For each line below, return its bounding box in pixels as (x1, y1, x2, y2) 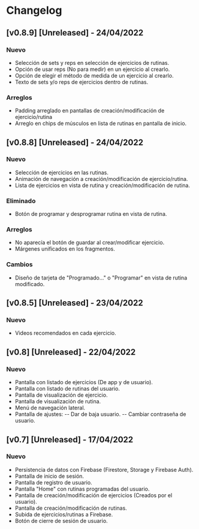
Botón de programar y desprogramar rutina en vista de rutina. (14, 210, 167, 218)
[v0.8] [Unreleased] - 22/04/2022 (6, 347, 136, 357)
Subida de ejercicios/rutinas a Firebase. (14, 510, 113, 518)
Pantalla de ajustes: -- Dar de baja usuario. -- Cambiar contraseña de (14, 411, 186, 418)
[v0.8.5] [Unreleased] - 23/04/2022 (6, 298, 143, 308)
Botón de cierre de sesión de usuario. (14, 517, 108, 524)
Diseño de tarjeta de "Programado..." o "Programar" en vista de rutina (14, 274, 188, 281)
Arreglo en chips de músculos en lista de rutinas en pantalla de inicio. (14, 120, 187, 127)
